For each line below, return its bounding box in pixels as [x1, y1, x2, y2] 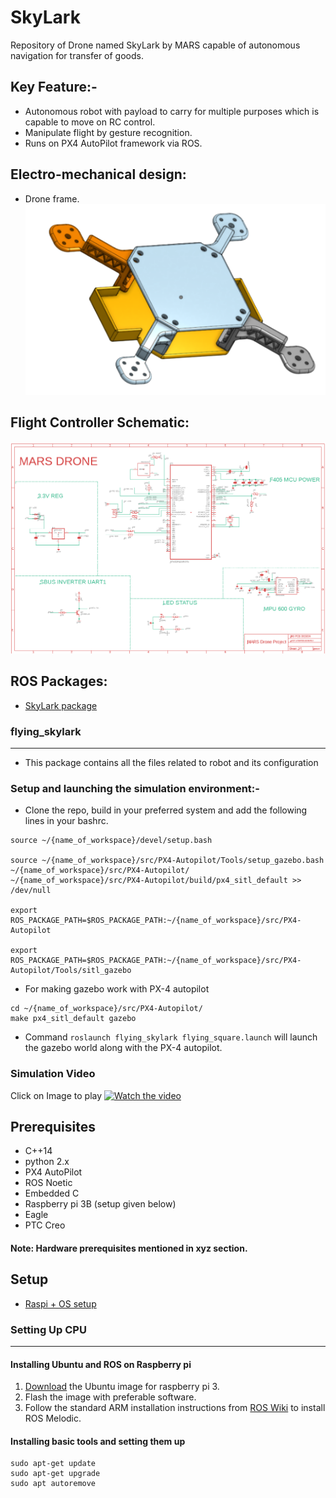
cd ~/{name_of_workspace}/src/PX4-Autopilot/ [10, 1004, 203, 1014]
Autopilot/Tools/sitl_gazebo [10, 966, 132, 976]
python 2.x [24, 1156, 70, 1168]
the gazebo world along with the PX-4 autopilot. [24, 1042, 223, 1054]
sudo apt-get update [10, 1459, 97, 1469]
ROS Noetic [24, 1177, 73, 1189]
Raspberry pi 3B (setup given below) [24, 1198, 177, 1210]
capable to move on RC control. [24, 116, 156, 128]
